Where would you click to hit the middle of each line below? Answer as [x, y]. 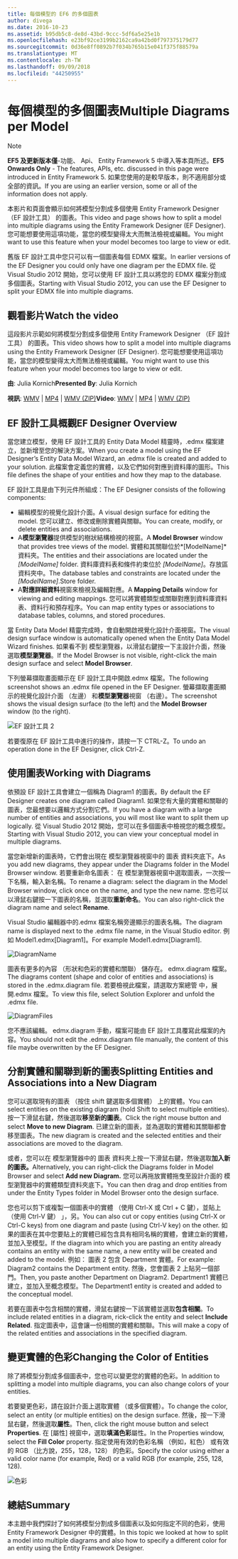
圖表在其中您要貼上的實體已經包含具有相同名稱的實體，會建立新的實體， [125, 1234]
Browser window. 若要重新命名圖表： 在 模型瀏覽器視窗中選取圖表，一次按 [116, 873]
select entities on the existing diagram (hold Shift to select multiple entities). [118, 1109]
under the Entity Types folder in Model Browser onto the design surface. [113, 1193]
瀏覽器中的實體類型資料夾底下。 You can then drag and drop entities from [120, 1184]
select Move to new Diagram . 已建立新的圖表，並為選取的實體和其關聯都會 [117, 1126]
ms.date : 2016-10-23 [38, 27]
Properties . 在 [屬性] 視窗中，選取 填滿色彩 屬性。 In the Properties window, [116, 1432]
